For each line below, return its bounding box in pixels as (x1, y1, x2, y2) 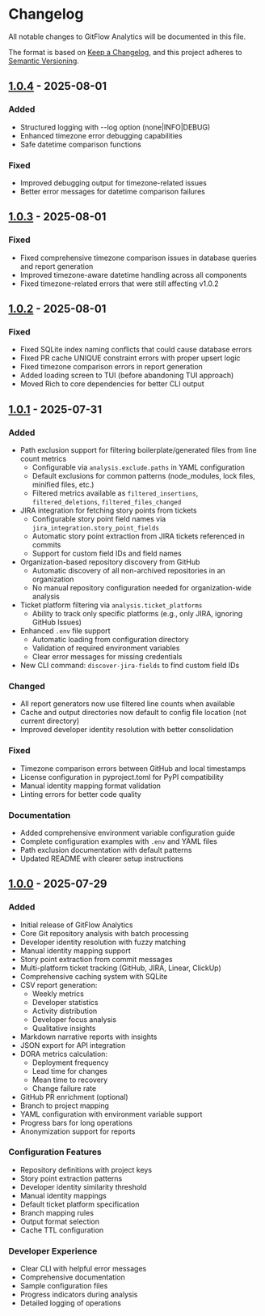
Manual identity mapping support (19, 945, 131, 956)
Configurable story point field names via (32, 513, 166, 523)
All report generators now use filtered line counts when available (19, 699, 236, 709)
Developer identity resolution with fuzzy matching (19, 937, 186, 947)
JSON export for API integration (19, 1040, 126, 1050)
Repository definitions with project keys (19, 1165, 152, 1174)
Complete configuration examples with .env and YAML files (19, 836, 218, 846)
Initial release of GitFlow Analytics (19, 920, 133, 930)
